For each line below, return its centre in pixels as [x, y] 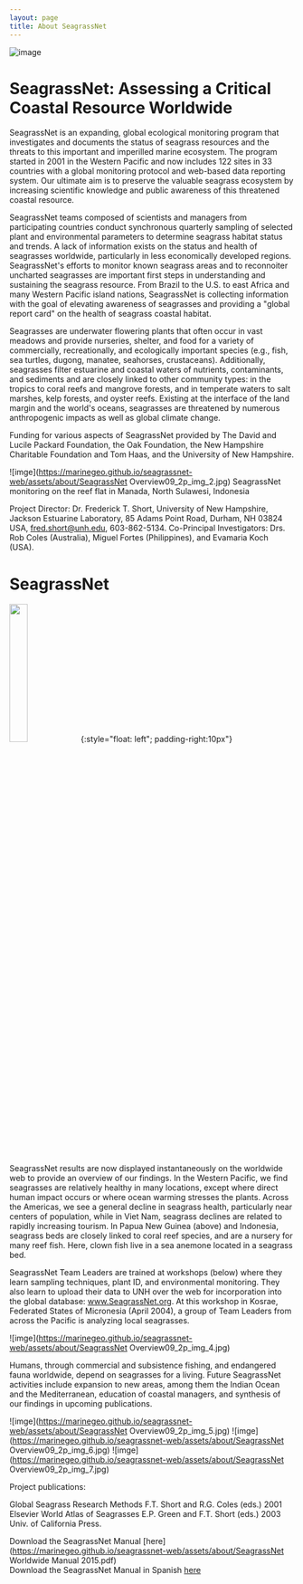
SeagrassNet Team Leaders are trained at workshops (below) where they [146, 1273]
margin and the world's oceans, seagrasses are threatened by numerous [145, 408]
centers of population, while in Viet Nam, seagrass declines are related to [146, 1217]
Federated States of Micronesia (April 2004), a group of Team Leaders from [151, 1311]
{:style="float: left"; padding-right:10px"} [157, 740]
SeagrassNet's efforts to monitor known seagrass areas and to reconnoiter [149, 266]
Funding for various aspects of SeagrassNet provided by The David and [143, 435]
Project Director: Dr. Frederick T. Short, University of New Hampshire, [139, 509]
